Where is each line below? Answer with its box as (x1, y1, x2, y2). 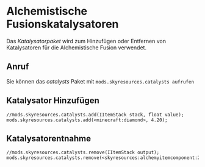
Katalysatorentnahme (6, 133, 92, 144)
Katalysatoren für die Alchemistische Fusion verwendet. (6, 44, 147, 51)
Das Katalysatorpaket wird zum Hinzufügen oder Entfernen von (6, 37, 167, 44)
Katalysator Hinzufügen (6, 96, 99, 106)
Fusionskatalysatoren (6, 17, 119, 31)
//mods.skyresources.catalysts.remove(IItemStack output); (6, 149, 160, 156)
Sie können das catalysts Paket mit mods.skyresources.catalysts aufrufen (6, 77, 194, 85)
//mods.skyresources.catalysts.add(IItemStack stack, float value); (6, 112, 184, 118)
